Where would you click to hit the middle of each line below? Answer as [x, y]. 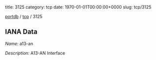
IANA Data [21, 32]
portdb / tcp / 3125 [24, 16]
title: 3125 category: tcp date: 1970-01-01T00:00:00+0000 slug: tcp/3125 [78, 7]
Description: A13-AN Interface [35, 53]
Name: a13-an [19, 43]
